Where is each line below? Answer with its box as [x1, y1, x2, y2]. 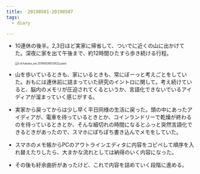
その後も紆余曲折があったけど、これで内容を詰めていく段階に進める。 [14, 161, 187, 169]
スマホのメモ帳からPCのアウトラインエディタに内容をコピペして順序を [14, 141, 189, 148]
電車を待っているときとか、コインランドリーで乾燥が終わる [45, 114, 192, 121]
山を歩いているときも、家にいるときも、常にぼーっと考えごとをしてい [14, 71, 187, 78]
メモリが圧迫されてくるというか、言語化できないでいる [46, 86, 182, 93]
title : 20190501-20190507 [6, 8, 73, 15]
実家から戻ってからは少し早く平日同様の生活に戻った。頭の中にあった [14, 106, 188, 114]
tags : [6, 14, 20, 20]
